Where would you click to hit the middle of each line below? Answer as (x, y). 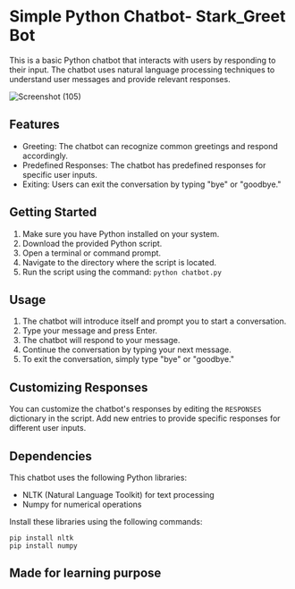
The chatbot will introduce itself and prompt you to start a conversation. (154, 321)
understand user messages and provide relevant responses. (120, 79)
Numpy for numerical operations (82, 504)
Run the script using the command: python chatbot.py (122, 272)
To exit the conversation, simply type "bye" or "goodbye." (128, 359)
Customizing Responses (79, 387)
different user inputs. (48, 428)
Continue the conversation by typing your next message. (127, 349)
